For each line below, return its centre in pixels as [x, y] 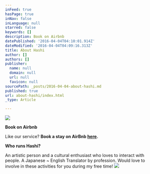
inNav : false [18, 18]
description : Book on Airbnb [35, 37]
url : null [19, 77]
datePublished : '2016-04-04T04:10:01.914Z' [50, 41]
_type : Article [21, 100]
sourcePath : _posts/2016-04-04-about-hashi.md [53, 86]
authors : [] [17, 59]
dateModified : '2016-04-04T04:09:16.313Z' [49, 46]
